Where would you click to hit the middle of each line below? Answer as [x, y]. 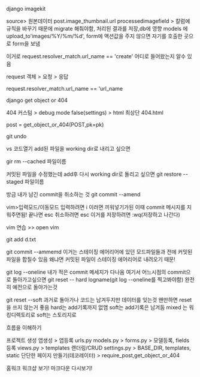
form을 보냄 [26, 44]
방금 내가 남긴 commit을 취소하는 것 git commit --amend [73, 194]
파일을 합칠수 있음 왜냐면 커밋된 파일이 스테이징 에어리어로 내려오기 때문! [91, 259]
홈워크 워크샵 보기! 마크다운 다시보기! [49, 368]
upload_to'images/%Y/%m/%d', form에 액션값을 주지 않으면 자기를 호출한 [94, 36]
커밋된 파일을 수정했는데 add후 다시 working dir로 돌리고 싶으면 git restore [94, 174]
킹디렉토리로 [21, 315]
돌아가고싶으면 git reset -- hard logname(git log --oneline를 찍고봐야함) [98, 279]
